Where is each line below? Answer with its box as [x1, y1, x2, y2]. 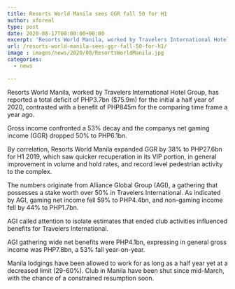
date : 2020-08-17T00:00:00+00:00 [7, 29, 105, 37]
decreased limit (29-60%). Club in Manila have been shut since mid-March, [7, 266, 225, 274]
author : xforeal [7, 17, 55, 24]
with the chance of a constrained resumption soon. [7, 274, 155, 282]
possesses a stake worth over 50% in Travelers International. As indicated [7, 188, 221, 196]
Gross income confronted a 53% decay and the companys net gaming [7, 123, 210, 132]
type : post [7, 23, 39, 30]
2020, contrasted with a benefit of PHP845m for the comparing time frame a [7, 102, 228, 111]
